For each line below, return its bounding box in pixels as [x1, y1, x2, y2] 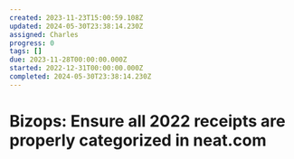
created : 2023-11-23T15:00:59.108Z [9, 13, 144, 23]
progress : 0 [9, 38, 54, 48]
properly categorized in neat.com [9, 130, 267, 150]
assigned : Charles [9, 30, 79, 39]
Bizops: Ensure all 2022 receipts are [9, 110, 286, 131]
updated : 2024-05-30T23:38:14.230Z [9, 22, 144, 31]
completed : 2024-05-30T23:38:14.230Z [9, 72, 152, 81]
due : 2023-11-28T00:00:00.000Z [9, 55, 128, 64]
